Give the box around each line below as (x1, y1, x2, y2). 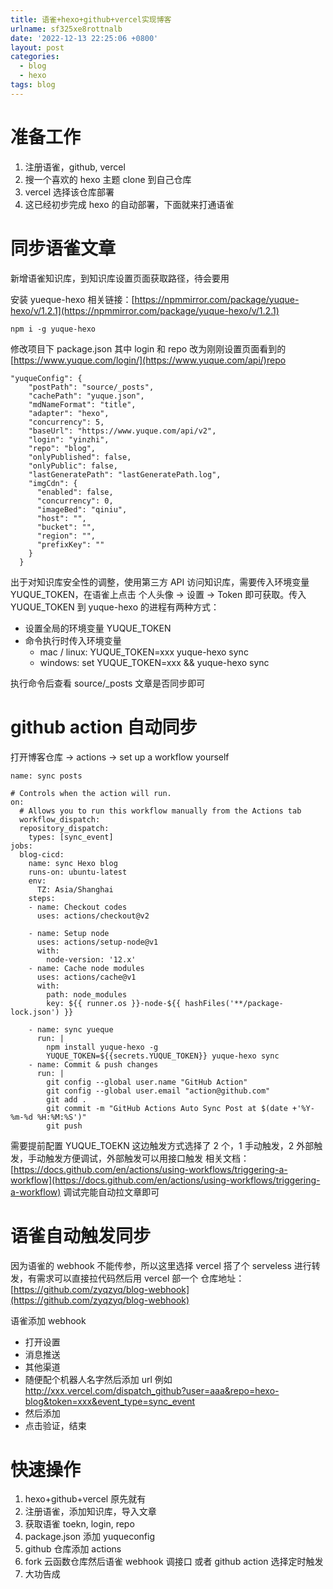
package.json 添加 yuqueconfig (24, 1531, 155, 1543)
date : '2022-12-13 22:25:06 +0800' (10, 33, 159, 43)
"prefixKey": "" (36, 539, 105, 550)
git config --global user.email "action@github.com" (46, 1086, 271, 1096)
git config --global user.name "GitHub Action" (46, 1077, 248, 1087)
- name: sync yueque (28, 1024, 114, 1035)
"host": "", (36, 513, 87, 523)
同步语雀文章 (10, 237, 117, 260)
